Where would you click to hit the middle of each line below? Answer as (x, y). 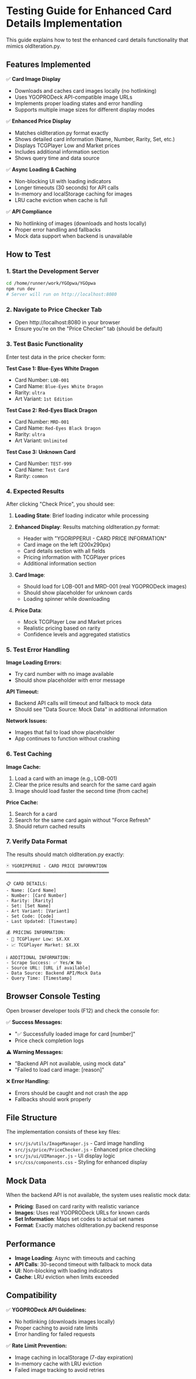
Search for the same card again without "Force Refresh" (83, 820)
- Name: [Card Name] (31, 890)
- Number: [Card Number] (36, 895)
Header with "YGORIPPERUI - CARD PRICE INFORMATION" (95, 538)
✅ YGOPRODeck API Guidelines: (46, 1309)
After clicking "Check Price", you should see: (60, 504)
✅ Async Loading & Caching (41, 169)
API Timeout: (23, 692)
